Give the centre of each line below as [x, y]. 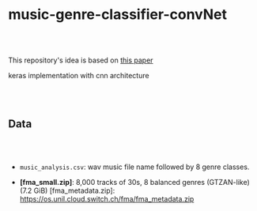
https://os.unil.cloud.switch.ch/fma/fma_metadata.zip [107, 198]
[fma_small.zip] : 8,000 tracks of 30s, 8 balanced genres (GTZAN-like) [135, 182]
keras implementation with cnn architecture [79, 75]
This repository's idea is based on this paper [81, 60]
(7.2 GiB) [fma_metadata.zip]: [67, 190]
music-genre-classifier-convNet [118, 15]
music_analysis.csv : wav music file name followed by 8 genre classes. [134, 167]
